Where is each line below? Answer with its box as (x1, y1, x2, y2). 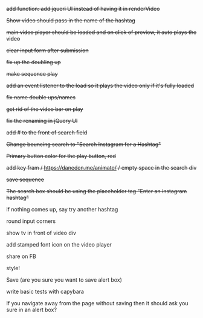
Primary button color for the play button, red (6, 153, 117, 159)
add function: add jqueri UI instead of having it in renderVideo (6, 5, 160, 12)
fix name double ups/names (6, 94, 76, 101)
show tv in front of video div (6, 230, 77, 236)
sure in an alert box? (6, 306, 57, 313)
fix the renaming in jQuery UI (6, 118, 78, 124)
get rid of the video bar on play (6, 105, 83, 113)
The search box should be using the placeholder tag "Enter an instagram (6, 188, 187, 194)
